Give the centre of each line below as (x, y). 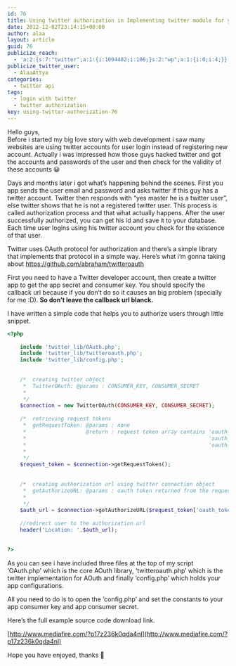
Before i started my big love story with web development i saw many (106, 139)
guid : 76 (20, 46)
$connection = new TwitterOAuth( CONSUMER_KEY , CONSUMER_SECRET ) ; (118, 406)
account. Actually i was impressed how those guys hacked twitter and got (114, 154)
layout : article (31, 40)
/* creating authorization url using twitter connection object (118, 484)
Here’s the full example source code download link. (81, 620)
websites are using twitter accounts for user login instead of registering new (118, 147)
